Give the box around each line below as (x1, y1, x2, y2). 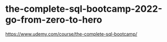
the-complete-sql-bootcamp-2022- (5, 3, 162, 15)
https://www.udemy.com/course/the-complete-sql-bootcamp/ (5, 31, 138, 37)
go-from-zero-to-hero (5, 14, 103, 26)
